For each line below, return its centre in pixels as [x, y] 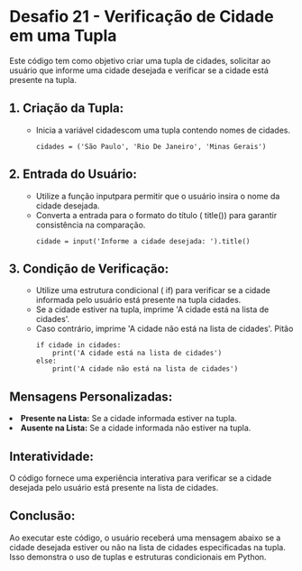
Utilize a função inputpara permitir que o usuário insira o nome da [158, 196]
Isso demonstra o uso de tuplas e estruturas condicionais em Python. [138, 557]
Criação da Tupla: [73, 109]
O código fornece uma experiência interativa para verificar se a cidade [141, 478]
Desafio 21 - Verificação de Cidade [142, 17]
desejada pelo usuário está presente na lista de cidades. [114, 488]
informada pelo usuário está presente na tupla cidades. [138, 300]
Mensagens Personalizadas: [91, 396]
